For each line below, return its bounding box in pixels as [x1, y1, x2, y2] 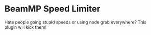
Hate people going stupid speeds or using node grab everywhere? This [4, 19, 147, 25]
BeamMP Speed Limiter [4, 3, 101, 14]
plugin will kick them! [4, 24, 46, 30]
